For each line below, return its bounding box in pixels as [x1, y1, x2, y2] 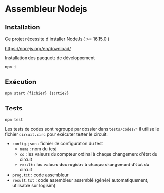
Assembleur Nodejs [5, 3, 87, 15]
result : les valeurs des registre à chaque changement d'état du [19, 161, 150, 167]
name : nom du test [19, 146, 56, 152]
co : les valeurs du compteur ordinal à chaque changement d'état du [19, 151, 158, 157]
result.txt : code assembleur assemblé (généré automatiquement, [12, 177, 149, 183]
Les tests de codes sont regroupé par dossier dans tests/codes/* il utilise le [5, 126, 160, 132]
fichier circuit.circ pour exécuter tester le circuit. [5, 131, 108, 137]
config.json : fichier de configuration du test [12, 140, 103, 146]
